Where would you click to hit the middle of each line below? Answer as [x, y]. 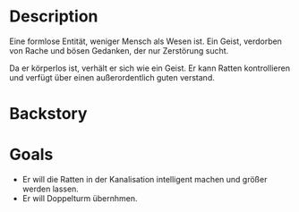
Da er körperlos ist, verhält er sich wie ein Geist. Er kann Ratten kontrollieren [150, 68]
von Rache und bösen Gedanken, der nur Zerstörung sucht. [119, 50]
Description [54, 17]
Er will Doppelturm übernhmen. [80, 199]
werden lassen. [50, 189]
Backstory [48, 114]
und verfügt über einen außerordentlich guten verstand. [112, 77]
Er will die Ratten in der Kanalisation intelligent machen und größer [145, 180]
